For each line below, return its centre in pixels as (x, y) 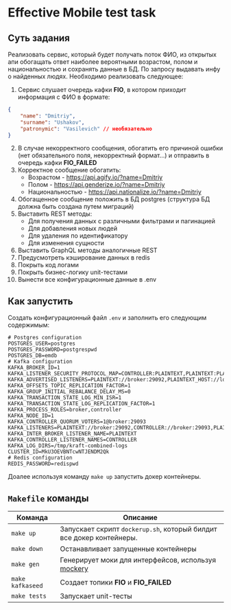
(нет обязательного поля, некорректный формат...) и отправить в (113, 155)
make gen (25, 564)
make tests (29, 596)
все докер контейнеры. (99, 538)
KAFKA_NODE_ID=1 (31, 416)
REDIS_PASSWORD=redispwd (43, 464)
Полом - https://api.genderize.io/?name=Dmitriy (96, 185)
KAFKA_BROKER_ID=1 (34, 368)
